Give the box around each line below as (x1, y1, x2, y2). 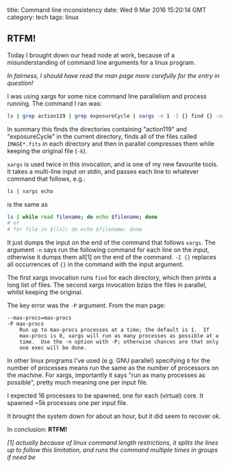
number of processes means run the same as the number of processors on (7, 364, 219, 372)
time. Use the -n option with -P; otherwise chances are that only (19, 339, 219, 346)
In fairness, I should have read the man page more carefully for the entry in (7, 71, 220, 79)
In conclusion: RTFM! (7, 426, 68, 434)
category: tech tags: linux (7, 13, 79, 21)
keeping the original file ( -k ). (7, 146, 88, 155)
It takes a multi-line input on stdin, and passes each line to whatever (7, 167, 199, 175)
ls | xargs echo (7, 187, 53, 194)
